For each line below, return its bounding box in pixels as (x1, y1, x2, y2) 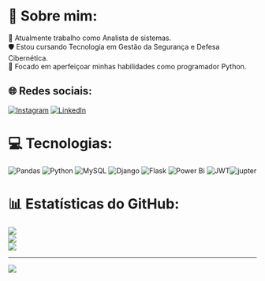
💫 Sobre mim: (8, 7, 98, 25)
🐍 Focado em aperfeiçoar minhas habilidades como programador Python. (8, 61, 247, 71)
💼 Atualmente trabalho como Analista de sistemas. (8, 33, 172, 43)
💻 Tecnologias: (8, 134, 113, 152)
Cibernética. (8, 53, 49, 62)
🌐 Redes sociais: (8, 84, 92, 98)
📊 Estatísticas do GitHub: (8, 194, 180, 213)
